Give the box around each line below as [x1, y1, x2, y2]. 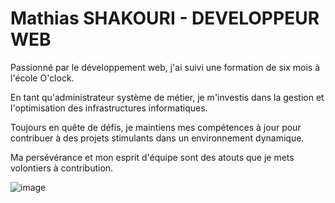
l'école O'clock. [10, 72, 75, 84]
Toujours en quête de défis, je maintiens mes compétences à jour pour [10, 121, 302, 133]
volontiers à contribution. [10, 162, 114, 174]
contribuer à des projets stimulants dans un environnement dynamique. [10, 132, 305, 144]
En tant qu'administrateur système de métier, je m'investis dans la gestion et [10, 91, 325, 103]
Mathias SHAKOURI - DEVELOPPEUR [10, 7, 320, 30]
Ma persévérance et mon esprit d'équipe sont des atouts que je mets [10, 151, 295, 163]
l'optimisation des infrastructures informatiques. [10, 102, 208, 114]
